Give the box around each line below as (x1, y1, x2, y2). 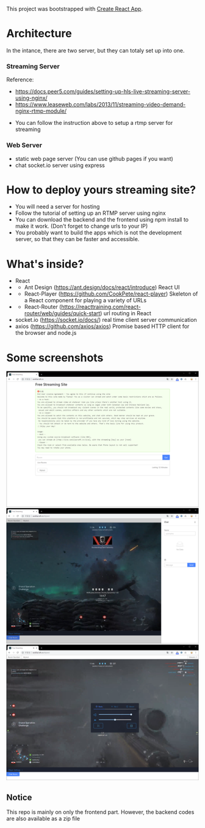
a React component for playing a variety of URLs (24, 297, 147, 304)
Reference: (6, 76, 34, 83)
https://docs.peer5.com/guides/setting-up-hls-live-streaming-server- (15, 88, 191, 95)
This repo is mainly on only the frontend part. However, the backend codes (6, 808, 195, 816)
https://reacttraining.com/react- (60, 303, 142, 311)
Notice (6, 792, 32, 802)
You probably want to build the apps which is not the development (15, 229, 182, 236)
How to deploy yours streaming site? (6, 183, 196, 196)
